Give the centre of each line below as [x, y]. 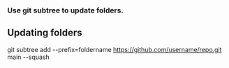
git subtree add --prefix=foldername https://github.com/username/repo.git [114, 49]
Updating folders [45, 33]
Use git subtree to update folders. [66, 10]
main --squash [29, 57]
